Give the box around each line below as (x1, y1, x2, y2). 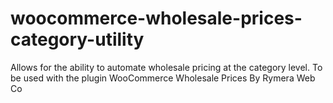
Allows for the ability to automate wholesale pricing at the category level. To (10, 61, 323, 73)
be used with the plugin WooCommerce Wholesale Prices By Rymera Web (10, 72, 316, 84)
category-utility (10, 28, 145, 51)
